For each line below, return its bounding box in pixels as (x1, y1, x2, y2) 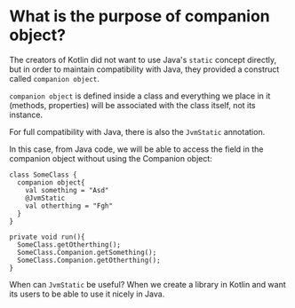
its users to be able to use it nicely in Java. (9, 288, 165, 299)
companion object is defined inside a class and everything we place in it (9, 91, 271, 101)
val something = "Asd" (25, 186, 109, 194)
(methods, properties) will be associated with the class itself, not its (9, 99, 256, 110)
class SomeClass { (9, 170, 77, 179)
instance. (9, 109, 44, 120)
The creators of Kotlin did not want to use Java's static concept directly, (9, 54, 277, 65)
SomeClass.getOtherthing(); (17, 240, 122, 249)
